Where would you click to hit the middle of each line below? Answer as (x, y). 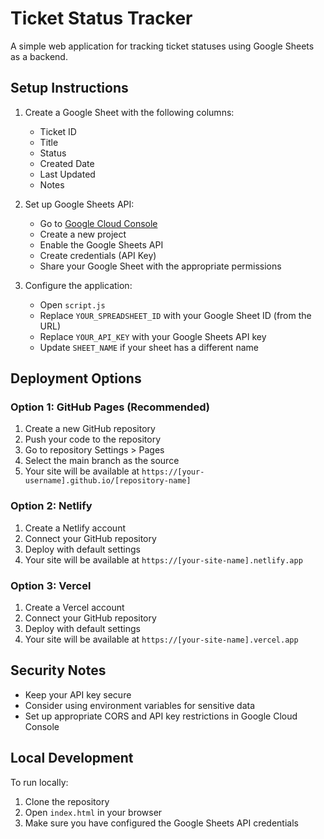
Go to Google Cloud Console (98, 223)
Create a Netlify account (75, 528)
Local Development (72, 758)
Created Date (67, 163)
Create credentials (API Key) (98, 255)
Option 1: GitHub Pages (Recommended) (110, 407)
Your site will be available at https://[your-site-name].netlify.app (163, 559)
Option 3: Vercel (51, 585)
